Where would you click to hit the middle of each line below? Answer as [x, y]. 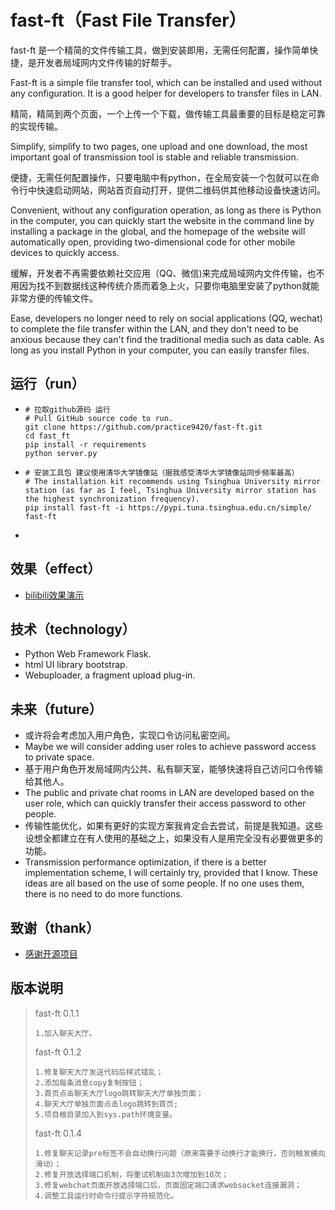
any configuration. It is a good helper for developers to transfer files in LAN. [166, 93]
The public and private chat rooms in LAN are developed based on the [169, 793]
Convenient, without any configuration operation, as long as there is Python [166, 210]
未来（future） [56, 709]
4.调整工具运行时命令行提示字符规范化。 [106, 1196]
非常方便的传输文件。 [54, 298]
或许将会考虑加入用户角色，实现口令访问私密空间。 [130, 735]
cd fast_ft [47, 436]
